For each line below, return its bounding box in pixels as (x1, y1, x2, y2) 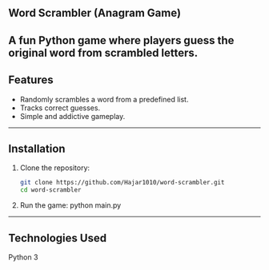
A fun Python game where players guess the (8, 34, 235, 47)
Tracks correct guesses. (19, 103, 101, 113)
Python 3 (8, 252, 38, 262)
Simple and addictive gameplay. (19, 111, 126, 121)
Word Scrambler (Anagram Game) (8, 6, 182, 20)
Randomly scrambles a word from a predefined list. (19, 94, 189, 104)
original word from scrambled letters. (8, 46, 199, 59)
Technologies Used (8, 231, 106, 244)
